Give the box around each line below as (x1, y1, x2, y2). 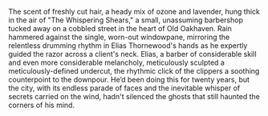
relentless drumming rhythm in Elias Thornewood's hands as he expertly (8, 41, 248, 50)
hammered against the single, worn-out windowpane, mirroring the (8, 32, 230, 42)
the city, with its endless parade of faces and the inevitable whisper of (8, 83, 241, 93)
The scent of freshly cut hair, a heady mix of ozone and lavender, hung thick (8, 7, 261, 16)
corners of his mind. (8, 100, 75, 110)
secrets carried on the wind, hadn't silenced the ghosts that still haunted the (8, 92, 261, 101)
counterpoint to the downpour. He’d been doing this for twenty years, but (8, 75, 250, 84)
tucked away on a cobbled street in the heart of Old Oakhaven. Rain (8, 24, 233, 33)
